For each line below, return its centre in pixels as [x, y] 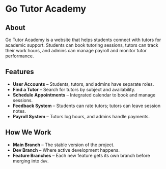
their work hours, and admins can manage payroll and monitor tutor [76, 50]
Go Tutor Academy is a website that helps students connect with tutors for [83, 40]
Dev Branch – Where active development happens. [66, 150]
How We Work [29, 132]
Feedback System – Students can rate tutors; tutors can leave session [87, 106]
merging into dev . [31, 161]
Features [20, 72]
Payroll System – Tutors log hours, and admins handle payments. [81, 116]
